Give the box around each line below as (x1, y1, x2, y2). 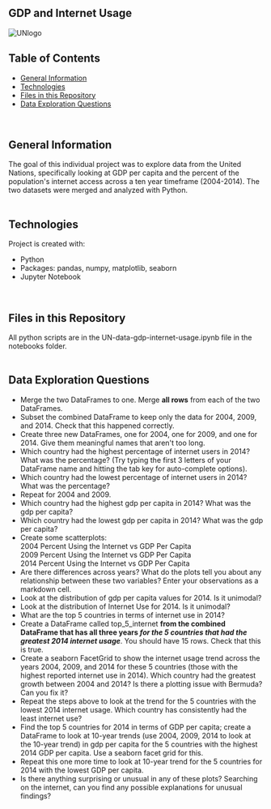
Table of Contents (8, 52, 101, 66)
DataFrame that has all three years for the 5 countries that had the (19, 627, 248, 637)
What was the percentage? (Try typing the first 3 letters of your (19, 455, 232, 464)
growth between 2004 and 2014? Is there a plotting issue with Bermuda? (19, 678, 263, 688)
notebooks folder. (8, 341, 67, 351)
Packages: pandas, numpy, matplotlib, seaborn (19, 263, 177, 273)
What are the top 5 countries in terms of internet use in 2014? (19, 610, 225, 619)
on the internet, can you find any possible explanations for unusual (19, 782, 243, 792)
